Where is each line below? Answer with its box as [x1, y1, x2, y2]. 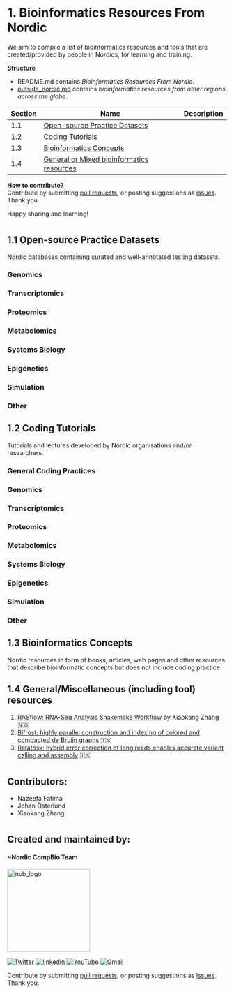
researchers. [7, 448, 44, 457]
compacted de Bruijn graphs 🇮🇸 [17, 735, 112, 744]
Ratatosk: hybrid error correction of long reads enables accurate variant [17, 743, 224, 752]
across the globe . [17, 92, 68, 101]
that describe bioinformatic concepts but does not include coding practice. [7, 663, 222, 672]
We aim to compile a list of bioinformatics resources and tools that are [7, 43, 208, 51]
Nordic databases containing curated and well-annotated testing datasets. [7, 253, 221, 261]
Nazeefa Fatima [17, 794, 63, 803]
